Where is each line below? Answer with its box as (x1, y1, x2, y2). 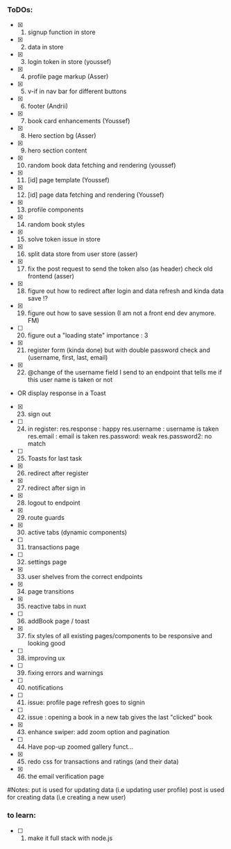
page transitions (27, 587, 74, 596)
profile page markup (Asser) (27, 72, 109, 81)
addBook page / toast (27, 617, 90, 626)
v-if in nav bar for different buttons (27, 87, 127, 95)
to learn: (7, 811, 37, 820)
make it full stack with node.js (27, 834, 113, 842)
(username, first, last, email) (27, 354, 108, 362)
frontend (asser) (27, 272, 75, 280)
